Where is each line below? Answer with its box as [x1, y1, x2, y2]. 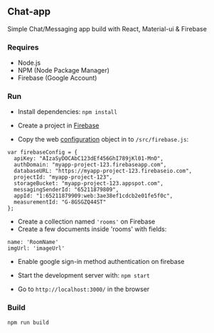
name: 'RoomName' [7, 238, 59, 246]
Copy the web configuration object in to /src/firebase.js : [17, 135, 189, 144]
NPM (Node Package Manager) [17, 66, 110, 75]
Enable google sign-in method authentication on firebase [17, 258, 185, 266]
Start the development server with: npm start [17, 271, 151, 280]
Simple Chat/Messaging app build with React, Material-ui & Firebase [7, 24, 208, 33]
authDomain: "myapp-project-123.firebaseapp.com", [14, 162, 167, 169]
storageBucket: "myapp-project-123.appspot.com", [14, 180, 164, 187]
